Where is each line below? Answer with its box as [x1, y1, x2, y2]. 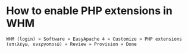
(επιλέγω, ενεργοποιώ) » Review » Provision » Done [6, 41, 137, 47]
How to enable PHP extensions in [6, 4, 173, 18]
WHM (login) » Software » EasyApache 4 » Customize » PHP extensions [6, 36, 183, 42]
